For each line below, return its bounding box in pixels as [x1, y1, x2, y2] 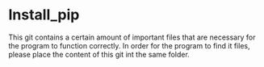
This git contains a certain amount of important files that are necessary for [8, 32, 256, 42]
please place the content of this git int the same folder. [8, 49, 190, 59]
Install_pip [8, 6, 80, 24]
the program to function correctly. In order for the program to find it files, [8, 40, 250, 50]
